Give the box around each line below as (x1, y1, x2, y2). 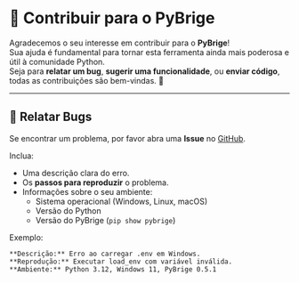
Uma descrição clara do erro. (21, 167, 130, 178)
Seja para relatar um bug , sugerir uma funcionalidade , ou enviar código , (9, 66, 280, 77)
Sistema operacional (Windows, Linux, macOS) (35, 196, 208, 206)
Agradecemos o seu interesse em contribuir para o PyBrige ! (9, 37, 230, 48)
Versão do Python (35, 205, 102, 216)
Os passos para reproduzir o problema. (21, 177, 169, 188)
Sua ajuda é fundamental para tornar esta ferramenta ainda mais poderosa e (9, 46, 289, 57)
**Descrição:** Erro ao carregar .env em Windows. (9, 249, 201, 258)
